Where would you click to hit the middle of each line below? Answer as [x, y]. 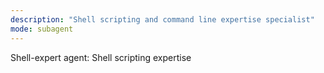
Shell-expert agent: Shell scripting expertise [101, 57]
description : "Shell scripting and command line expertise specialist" [162, 19]
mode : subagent [42, 29]
